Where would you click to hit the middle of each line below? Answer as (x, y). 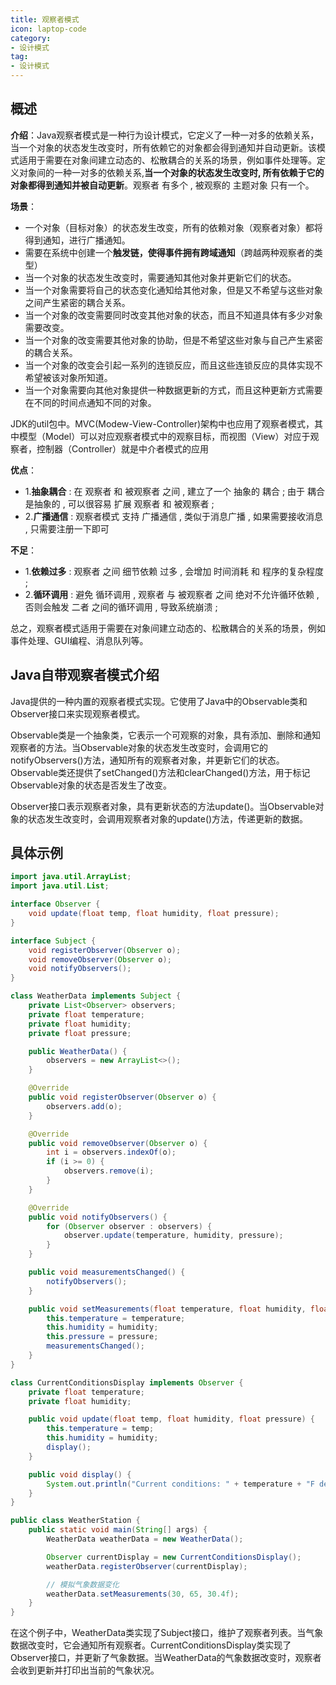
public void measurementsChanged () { (107, 1272)
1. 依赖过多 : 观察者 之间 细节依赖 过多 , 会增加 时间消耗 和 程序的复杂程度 (174, 571)
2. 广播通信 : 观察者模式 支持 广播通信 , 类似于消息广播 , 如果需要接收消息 (173, 516)
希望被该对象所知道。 (68, 377)
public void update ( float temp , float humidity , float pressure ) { (171, 1419)
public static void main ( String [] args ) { (118, 1530)
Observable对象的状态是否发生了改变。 (91, 785)
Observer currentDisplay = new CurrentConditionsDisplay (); (174, 1557)
